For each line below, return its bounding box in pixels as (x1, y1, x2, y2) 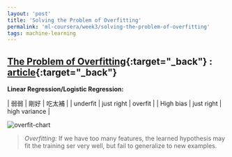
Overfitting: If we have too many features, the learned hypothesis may (24, 134, 225, 143)
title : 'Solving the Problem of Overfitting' (7, 17, 141, 24)
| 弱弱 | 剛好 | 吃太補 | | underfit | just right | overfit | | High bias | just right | (7, 99, 222, 108)
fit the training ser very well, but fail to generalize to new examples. (24, 142, 217, 150)
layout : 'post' (7, 10, 52, 17)
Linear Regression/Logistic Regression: (7, 85, 124, 94)
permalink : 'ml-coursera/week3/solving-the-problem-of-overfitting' (7, 23, 210, 30)
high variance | (7, 107, 50, 116)
